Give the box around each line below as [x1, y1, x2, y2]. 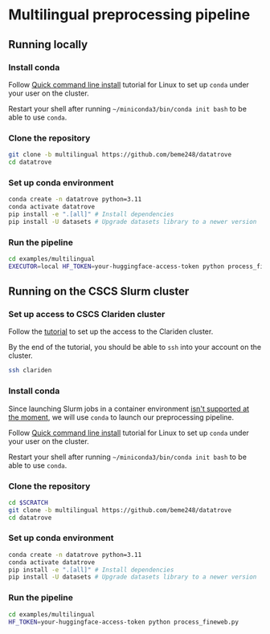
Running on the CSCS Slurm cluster [8, 285, 190, 299]
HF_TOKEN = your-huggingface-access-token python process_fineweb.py [8, 618, 239, 626]
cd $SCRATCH [8, 498, 48, 506]
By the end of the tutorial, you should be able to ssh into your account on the [8, 343, 262, 352]
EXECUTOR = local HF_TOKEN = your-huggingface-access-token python [8, 262, 225, 270]
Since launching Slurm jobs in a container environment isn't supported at [8, 404, 250, 413]
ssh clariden [8, 367, 52, 375]
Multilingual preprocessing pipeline [8, 6, 251, 24]
